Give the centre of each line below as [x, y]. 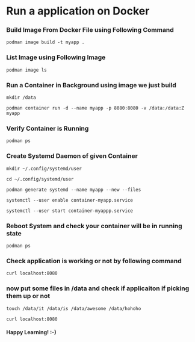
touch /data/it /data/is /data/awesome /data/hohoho [74, 308]
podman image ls [26, 70]
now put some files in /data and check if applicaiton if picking [98, 288]
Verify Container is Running [48, 129]
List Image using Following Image [56, 57]
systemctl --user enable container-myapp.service [70, 200]
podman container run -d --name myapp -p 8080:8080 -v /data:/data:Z [95, 108]
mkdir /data [21, 98]
